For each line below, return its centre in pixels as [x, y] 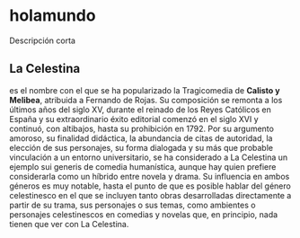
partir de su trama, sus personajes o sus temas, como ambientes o [132, 205]
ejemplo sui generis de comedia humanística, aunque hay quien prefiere [143, 166]
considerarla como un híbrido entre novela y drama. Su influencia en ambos [150, 176]
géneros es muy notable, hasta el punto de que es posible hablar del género [150, 186]
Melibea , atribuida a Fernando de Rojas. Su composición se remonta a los [146, 100]
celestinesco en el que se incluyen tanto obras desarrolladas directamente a [150, 195]
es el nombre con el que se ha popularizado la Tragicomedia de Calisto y [145, 90]
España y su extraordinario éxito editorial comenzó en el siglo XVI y [134, 119]
